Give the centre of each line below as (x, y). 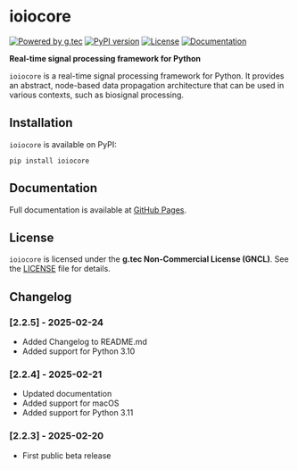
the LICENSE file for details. (60, 269)
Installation (41, 123)
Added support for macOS (70, 403)
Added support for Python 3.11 (78, 413)
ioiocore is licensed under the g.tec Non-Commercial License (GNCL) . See (149, 259)
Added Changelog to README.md (84, 342)
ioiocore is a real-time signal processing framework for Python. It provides (147, 76)
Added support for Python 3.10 (79, 351)
